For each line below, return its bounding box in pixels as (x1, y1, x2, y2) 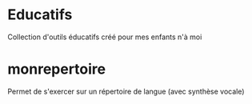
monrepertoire (7, 60, 106, 78)
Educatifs (7, 6, 73, 24)
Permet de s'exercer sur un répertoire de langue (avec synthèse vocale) (7, 86, 245, 96)
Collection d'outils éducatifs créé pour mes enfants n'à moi (7, 32, 202, 42)
